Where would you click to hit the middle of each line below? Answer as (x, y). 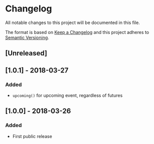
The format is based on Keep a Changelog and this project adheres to (77, 32)
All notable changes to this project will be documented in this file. (73, 22)
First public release (32, 136)
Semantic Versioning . (27, 37)
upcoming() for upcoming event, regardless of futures (67, 95)
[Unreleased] (26, 53)
